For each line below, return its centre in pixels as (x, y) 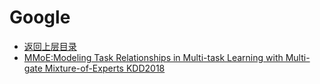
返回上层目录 (50, 46)
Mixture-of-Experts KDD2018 (105, 68)
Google (40, 17)
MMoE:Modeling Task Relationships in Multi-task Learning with (153, 57)
